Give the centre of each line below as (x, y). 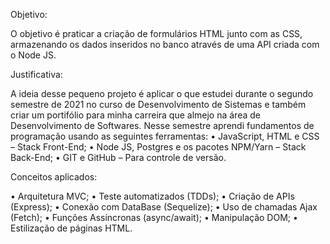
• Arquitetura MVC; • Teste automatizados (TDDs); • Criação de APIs (152, 196)
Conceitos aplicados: (54, 177)
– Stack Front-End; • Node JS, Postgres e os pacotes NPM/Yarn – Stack (158, 147)
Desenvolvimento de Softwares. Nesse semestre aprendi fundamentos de (162, 125)
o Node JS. (33, 55)
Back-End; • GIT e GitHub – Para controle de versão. (118, 157)
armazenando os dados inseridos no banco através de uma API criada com (165, 44)
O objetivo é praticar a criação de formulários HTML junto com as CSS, (156, 33)
